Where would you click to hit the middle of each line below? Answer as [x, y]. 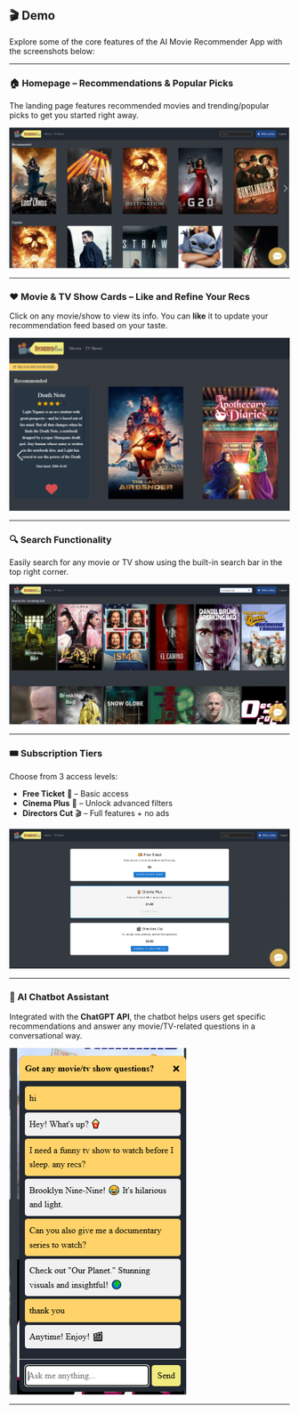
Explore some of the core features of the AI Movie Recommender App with [146, 41]
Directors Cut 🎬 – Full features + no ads [96, 812]
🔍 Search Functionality [61, 539]
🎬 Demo [32, 16]
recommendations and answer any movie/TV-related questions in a [133, 1026]
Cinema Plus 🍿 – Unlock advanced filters [97, 803]
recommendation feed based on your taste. [89, 325]
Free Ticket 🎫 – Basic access [75, 793]
